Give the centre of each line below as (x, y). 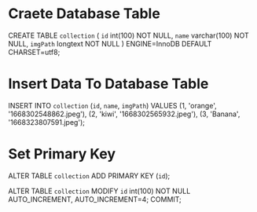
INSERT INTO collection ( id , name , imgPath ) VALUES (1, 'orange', (113, 105)
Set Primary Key (62, 154)
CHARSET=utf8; (34, 52)
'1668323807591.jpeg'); (46, 122)
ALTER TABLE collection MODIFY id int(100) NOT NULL (99, 191)
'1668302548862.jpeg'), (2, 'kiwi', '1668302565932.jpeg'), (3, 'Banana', (124, 114)
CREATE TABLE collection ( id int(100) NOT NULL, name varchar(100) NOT (128, 35)
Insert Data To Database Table (108, 84)
